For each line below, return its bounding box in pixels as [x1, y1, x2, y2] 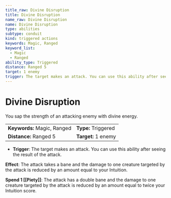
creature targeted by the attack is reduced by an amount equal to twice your [5, 182, 165, 188]
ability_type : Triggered [5, 60, 58, 65]
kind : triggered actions [5, 36, 58, 41]
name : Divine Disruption [5, 21, 58, 27]
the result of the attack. [12, 151, 62, 158]
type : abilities [5, 27, 40, 32]
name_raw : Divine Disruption [5, 17, 67, 22]
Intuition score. [5, 187, 37, 193]
